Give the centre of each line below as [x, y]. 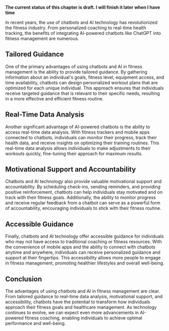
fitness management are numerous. [42, 38]
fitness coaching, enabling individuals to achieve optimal [83, 318]
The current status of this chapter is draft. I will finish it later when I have [83, 7]
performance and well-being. [36, 323]
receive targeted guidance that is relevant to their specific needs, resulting [83, 93]
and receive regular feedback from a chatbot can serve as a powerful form [83, 203]
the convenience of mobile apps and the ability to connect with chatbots [80, 247]
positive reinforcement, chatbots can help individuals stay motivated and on [84, 192]
